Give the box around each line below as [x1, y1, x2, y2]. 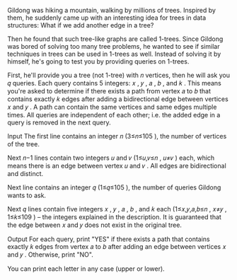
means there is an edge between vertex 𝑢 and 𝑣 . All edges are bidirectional [7, 162, 226, 170]
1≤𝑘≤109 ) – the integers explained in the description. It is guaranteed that [7, 213, 221, 221]
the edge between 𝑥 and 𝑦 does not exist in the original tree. [7, 221, 183, 229]
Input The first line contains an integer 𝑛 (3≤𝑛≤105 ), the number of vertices [7, 132, 227, 140]
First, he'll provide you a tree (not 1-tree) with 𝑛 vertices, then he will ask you [7, 71, 230, 79]
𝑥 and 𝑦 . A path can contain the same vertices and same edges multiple [7, 103, 217, 111]
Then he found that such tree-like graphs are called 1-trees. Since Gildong [7, 35, 224, 43]
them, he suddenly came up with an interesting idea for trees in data [7, 13, 207, 22]
